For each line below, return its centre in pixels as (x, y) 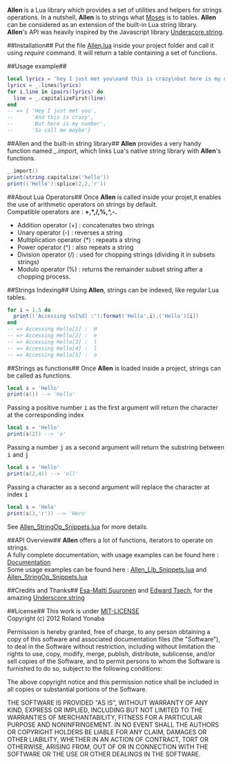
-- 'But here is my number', (57, 124)
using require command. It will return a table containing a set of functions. (112, 53)
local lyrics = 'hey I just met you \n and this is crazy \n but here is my (114, 79)
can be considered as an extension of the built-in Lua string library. (103, 25)
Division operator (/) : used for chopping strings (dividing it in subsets (116, 254)
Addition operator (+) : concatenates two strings (86, 225)
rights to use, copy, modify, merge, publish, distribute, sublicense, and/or (111, 653)
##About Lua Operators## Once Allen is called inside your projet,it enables (114, 197)
